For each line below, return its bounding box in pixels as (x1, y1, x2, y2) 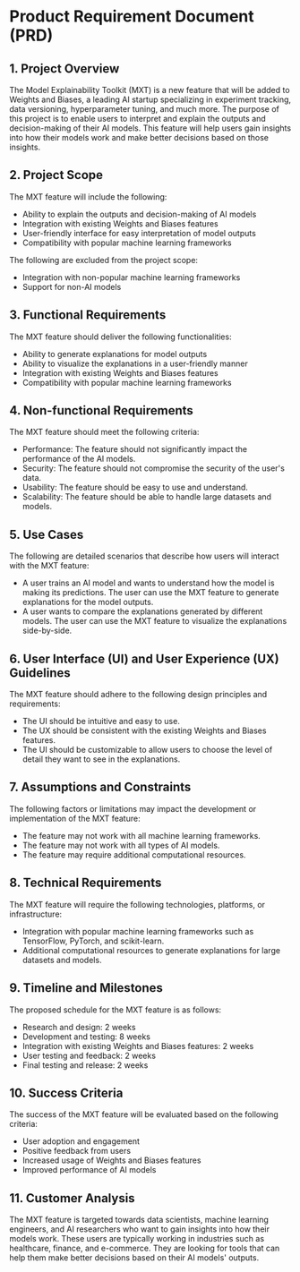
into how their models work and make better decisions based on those (9, 132, 269, 142)
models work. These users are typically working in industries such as (9, 1234, 265, 1244)
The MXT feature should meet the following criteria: (9, 427, 200, 438)
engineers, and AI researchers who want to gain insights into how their (9, 1224, 270, 1234)
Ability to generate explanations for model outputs (21, 348, 208, 359)
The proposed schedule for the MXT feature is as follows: (9, 1004, 222, 1015)
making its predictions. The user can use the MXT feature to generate (21, 587, 279, 598)
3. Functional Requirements (9, 307, 167, 323)
